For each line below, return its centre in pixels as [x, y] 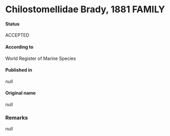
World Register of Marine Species [41, 58]
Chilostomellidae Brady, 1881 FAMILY [85, 9]
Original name [20, 93]
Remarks [17, 118]
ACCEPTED [17, 35]
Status [13, 24]
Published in [19, 70]
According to [19, 47]
